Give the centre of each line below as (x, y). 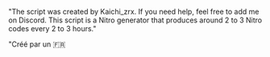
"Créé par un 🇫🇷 (37, 44)
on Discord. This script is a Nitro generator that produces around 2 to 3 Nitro (135, 20)
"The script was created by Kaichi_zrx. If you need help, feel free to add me (134, 12)
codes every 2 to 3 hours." (52, 28)
